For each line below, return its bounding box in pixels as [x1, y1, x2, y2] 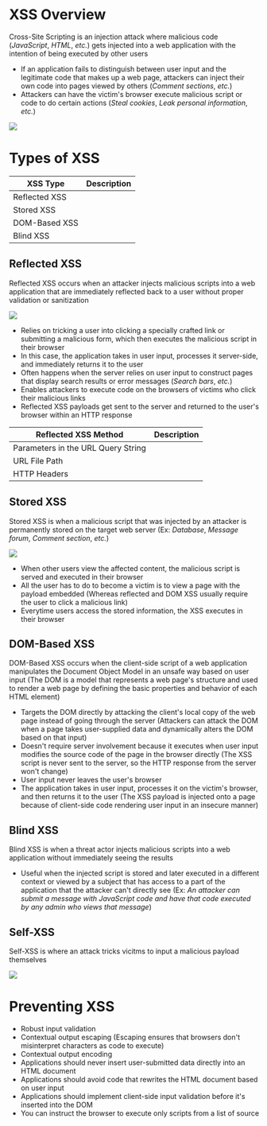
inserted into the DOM [20, 1100, 94, 1109]
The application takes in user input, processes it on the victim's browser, [20, 783, 258, 793]
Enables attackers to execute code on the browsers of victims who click [20, 384, 257, 394]
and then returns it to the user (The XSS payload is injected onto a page [20, 792, 256, 802]
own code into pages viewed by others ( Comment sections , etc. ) [20, 81, 233, 91]
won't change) [20, 767, 68, 776]
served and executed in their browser [20, 572, 144, 581]
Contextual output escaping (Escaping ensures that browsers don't [20, 1032, 241, 1042]
